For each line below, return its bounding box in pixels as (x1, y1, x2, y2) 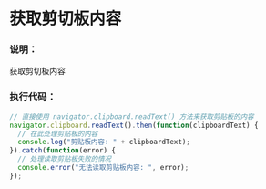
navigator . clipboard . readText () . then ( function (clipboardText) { (9, 121, 259, 130)
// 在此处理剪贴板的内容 (17, 129, 98, 138)
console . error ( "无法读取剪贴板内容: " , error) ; (17, 163, 189, 173)
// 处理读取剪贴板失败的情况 (17, 154, 112, 164)
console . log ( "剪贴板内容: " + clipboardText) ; (17, 138, 191, 147)
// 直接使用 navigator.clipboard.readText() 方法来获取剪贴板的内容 (9, 111, 254, 121)
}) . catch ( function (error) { (9, 146, 117, 155)
